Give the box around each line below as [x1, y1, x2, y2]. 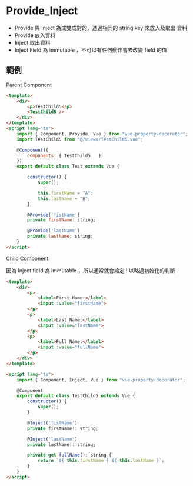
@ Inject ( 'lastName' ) [27, 436, 78, 442]
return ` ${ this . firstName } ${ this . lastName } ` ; [37, 458, 165, 464]
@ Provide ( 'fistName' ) [27, 212, 81, 218]
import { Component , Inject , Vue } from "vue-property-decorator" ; [16, 377, 185, 383]
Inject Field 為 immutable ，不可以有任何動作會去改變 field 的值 [14, 46, 167, 54]
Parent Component [6, 81, 52, 88]
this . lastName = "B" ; [37, 195, 91, 201]
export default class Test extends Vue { [16, 164, 119, 169]
